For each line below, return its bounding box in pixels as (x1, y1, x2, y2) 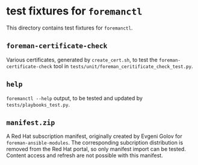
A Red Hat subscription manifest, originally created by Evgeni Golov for (6, 132, 182, 140)
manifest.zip (6, 118, 55, 127)
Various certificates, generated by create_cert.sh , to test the (6, 56, 158, 63)
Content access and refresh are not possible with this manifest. (6, 152, 164, 159)
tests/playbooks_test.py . (6, 101, 70, 108)
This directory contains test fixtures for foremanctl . (6, 24, 133, 31)
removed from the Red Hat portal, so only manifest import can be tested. (6, 146, 187, 153)
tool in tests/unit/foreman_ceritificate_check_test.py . (53, 62, 194, 70)
